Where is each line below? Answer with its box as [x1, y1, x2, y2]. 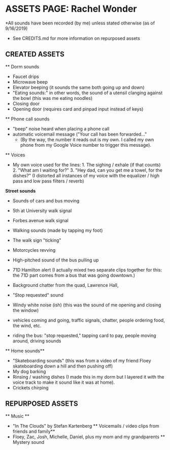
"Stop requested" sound [12, 292, 63, 298]
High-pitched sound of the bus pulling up [12, 257, 99, 263]
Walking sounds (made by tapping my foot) [12, 227, 103, 233]
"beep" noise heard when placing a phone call [12, 125, 110, 131]
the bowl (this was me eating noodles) [12, 95, 93, 101]
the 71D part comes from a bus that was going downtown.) [12, 272, 135, 278]
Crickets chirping [12, 384, 49, 390]
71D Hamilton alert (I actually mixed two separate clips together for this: [12, 267, 162, 273]
